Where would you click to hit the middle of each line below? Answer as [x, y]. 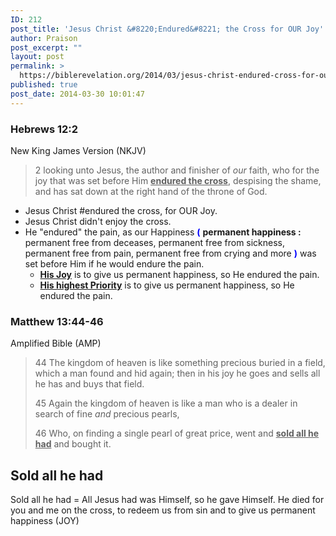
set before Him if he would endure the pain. [114, 263]
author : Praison [44, 38]
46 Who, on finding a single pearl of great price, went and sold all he [177, 433]
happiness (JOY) [45, 521]
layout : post [37, 57]
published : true [44, 85]
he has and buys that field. [89, 384]
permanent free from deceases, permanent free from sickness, [155, 242]
